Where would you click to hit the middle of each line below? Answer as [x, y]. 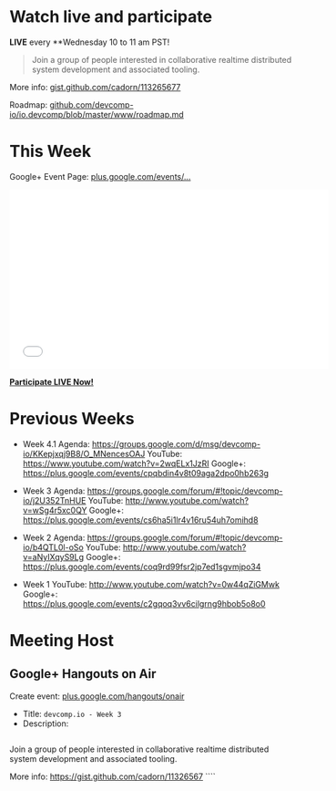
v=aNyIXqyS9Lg [53, 557]
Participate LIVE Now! [51, 381]
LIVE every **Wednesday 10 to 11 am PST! [90, 42]
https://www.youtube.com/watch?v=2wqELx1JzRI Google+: [134, 463]
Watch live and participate [111, 17]
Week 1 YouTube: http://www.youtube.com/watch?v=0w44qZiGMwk [151, 584]
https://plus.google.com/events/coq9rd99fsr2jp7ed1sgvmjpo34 [142, 567]
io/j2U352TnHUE [54, 500]
